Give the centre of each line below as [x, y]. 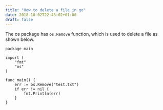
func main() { [21, 80]
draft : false [19, 19]
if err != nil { [32, 89]
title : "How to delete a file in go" [46, 10]
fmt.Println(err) [42, 94]
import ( [15, 58]
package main [19, 49]
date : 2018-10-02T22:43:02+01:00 [41, 15]
